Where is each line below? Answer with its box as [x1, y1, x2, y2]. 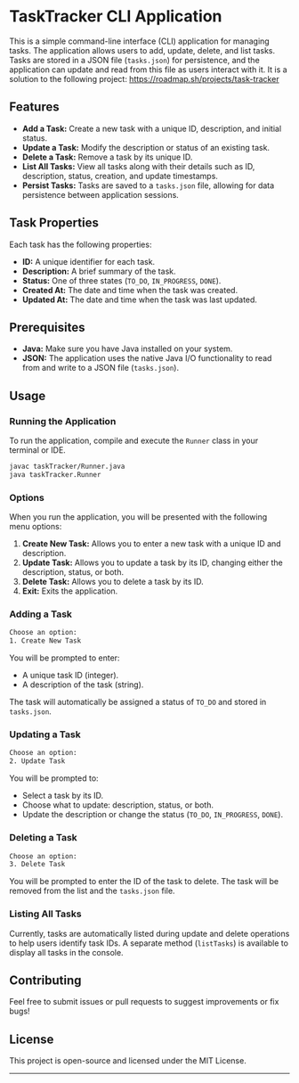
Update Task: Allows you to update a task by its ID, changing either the [21, 557, 283, 568]
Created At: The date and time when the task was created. [21, 284, 238, 295]
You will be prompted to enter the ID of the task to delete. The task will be [9, 876, 279, 887]
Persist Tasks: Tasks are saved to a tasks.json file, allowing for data [21, 180, 275, 191]
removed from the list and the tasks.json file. [9, 885, 175, 897]
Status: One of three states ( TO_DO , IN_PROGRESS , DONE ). [21, 275, 222, 286]
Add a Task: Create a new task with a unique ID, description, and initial [21, 123, 282, 134]
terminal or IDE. [9, 445, 67, 455]
